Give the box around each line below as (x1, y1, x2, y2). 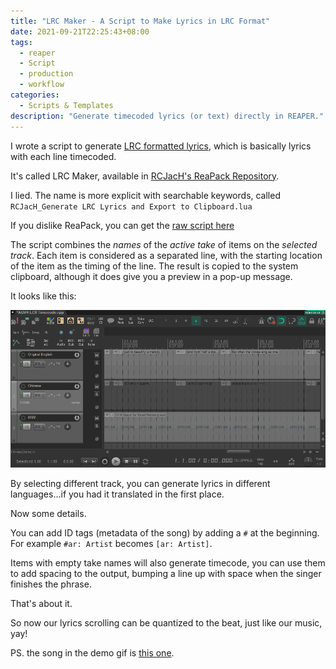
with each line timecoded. (10, 150, 117, 162)
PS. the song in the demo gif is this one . (10, 646, 175, 659)
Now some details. (10, 507, 87, 519)
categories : (10, 90, 60, 100)
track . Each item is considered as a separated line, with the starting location (10, 249, 323, 261)
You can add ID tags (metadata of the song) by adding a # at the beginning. (10, 526, 320, 539)
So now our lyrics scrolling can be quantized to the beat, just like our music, (10, 616, 323, 629)
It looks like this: (10, 290, 77, 302)
